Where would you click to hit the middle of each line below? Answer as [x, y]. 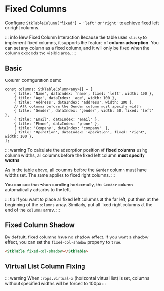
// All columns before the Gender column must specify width [77, 106]
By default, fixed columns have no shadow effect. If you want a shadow [77, 237]
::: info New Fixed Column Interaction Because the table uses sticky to [76, 37]
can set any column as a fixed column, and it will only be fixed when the [77, 48]
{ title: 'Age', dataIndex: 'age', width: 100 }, [65, 98]
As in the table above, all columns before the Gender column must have [76, 170]
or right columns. [22, 27]
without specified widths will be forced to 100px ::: [56, 284]
